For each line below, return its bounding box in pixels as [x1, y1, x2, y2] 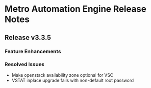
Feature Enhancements [4, 48, 61, 55]
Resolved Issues [4, 61, 45, 68]
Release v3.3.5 [4, 33, 51, 42]
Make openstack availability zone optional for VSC [11, 72, 114, 78]
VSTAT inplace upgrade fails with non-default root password [11, 77, 134, 83]
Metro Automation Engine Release [4, 3, 147, 15]
